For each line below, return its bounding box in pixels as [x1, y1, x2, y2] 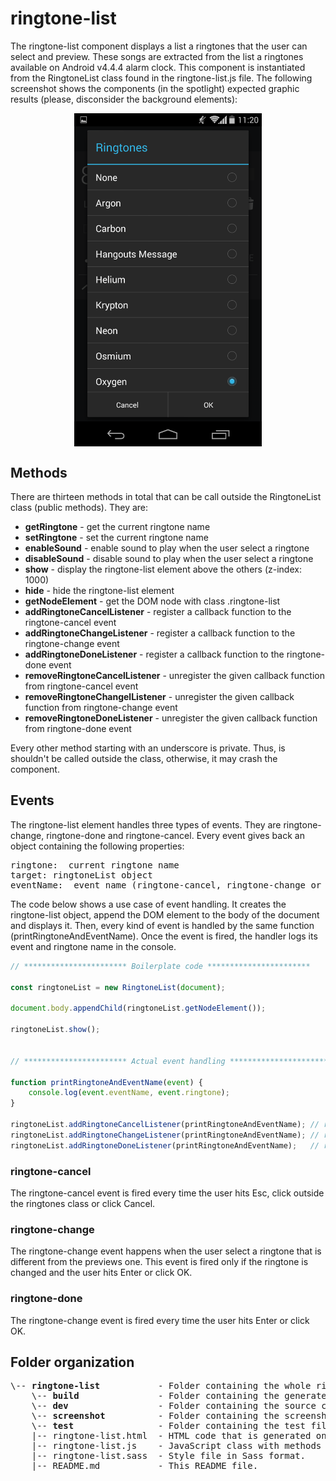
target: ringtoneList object [10, 869, 153, 881]
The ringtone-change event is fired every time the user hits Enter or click [10, 1314, 310, 1326]
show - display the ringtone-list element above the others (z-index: [24, 563, 302, 576]
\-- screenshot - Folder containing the [31, 1410, 280, 1422]
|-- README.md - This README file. [31, 1460, 259, 1472]
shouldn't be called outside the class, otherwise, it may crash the [10, 753, 278, 765]
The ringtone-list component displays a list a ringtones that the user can [10, 40, 308, 52]
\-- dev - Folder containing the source [31, 1400, 317, 1412]
